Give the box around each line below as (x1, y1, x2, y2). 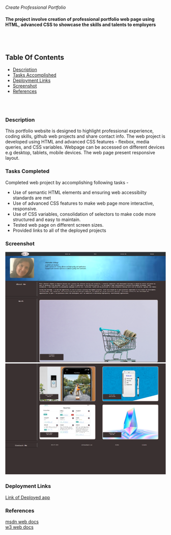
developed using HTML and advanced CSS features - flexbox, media (5, 139, 150, 145)
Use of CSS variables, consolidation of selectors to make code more (12, 211, 156, 217)
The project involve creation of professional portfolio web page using (5, 16, 155, 22)
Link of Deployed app (5, 494, 50, 500)
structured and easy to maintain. (12, 216, 81, 223)
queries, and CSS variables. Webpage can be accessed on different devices (5, 144, 165, 150)
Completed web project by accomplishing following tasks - (5, 179, 129, 185)
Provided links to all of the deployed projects (12, 227, 106, 233)
